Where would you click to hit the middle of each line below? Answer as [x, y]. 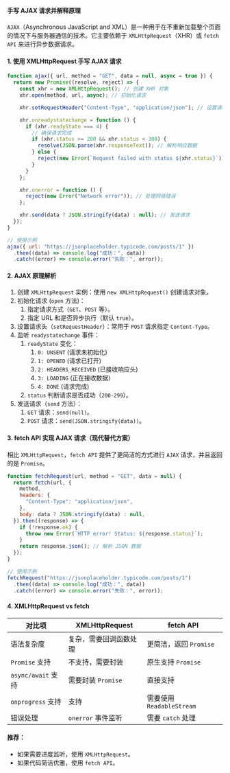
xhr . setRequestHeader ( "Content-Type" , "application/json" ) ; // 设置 [118, 107]
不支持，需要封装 [96, 662]
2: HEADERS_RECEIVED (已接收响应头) [88, 369]
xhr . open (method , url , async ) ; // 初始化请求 [83, 95]
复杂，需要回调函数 [99, 638]
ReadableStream [171, 706]
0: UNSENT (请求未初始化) [72, 352]
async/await [30, 675]
